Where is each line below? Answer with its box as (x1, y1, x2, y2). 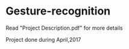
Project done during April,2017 (5, 36, 81, 43)
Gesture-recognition (5, 4, 111, 18)
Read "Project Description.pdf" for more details (5, 24, 123, 31)
